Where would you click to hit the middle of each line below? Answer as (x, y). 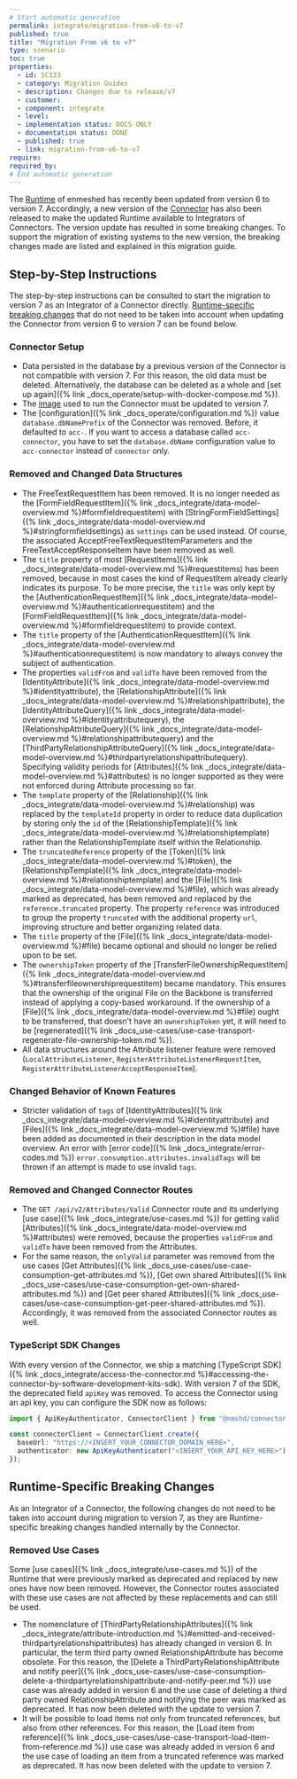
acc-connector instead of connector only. (96, 451)
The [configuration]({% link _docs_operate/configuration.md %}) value (151, 413)
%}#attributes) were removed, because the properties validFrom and (147, 1237)
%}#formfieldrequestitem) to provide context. (153, 625)
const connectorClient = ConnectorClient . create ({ (104, 1434)
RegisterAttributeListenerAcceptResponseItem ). (110, 1068)
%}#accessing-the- (233, 1374)
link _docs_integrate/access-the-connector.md (110, 1374)
